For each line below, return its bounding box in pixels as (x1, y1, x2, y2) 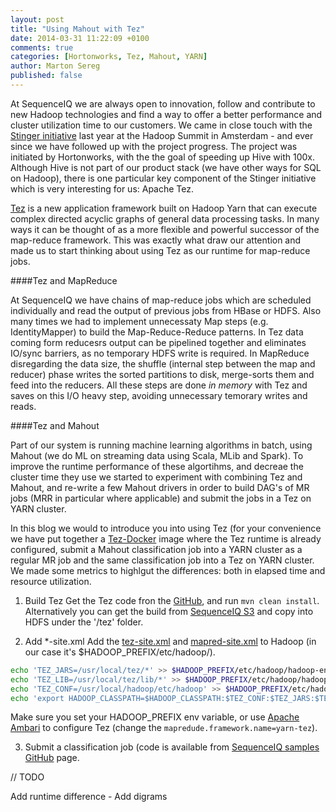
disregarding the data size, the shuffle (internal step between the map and (10, 357, 316, 370)
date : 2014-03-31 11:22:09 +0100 (10, 33, 150, 43)
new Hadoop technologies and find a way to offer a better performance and (10, 108, 323, 120)
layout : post (10, 14, 65, 25)
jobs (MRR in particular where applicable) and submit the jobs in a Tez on (10, 492, 312, 504)
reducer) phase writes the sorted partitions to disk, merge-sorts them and (10, 368, 315, 380)
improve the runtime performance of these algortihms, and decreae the (10, 460, 304, 472)
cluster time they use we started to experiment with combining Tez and (10, 471, 303, 483)
